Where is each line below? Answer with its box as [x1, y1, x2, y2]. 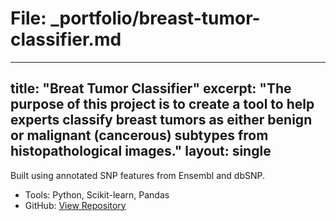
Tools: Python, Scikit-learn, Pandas [24, 188, 170, 201]
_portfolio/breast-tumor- [50, 7, 261, 30]
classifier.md [10, 28, 122, 51]
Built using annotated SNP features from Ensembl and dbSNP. [10, 169, 265, 181]
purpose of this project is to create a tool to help [10, 96, 315, 113]
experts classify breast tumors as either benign [10, 112, 313, 129]
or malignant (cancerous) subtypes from [10, 127, 269, 144]
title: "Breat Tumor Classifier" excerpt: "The [10, 80, 292, 97]
